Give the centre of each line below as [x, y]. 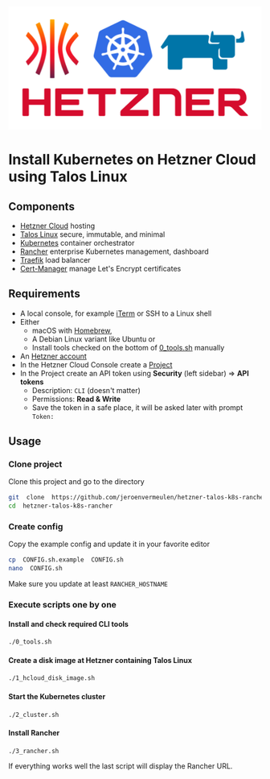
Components [41, 207]
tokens [32, 382]
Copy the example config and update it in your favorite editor [109, 544]
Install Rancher [34, 732]
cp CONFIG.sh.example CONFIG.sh [66, 560]
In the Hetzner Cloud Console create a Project [96, 364]
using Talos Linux [68, 177]
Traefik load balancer [55, 259]
